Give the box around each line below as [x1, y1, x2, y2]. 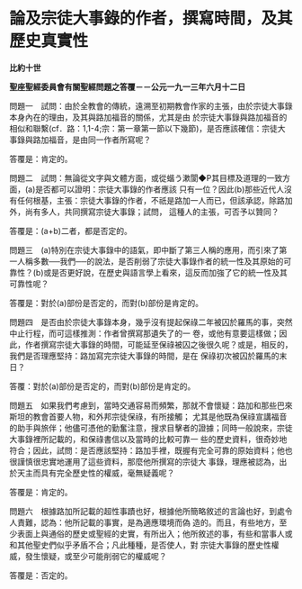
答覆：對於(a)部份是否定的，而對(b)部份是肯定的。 [9, 380, 196, 392]
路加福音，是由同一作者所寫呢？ [32, 134, 151, 145]
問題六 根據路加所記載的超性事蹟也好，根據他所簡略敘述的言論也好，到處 [9, 505, 285, 516]
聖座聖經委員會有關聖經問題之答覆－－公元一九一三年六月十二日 [9, 81, 245, 92]
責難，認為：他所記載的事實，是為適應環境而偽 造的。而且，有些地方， [16, 517, 280, 528]
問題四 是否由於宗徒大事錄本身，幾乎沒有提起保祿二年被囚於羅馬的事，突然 [9, 316, 293, 327]
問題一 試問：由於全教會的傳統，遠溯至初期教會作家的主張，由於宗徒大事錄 [9, 100, 293, 111]
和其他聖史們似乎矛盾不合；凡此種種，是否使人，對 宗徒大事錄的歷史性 [9, 539, 271, 550]
